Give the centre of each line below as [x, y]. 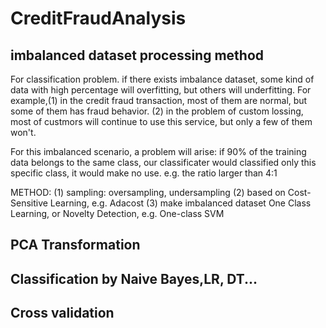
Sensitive [29, 203]
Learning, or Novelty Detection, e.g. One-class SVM [117, 213]
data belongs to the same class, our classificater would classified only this [163, 162]
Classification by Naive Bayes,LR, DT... [134, 278]
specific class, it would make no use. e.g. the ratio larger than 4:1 [144, 173]
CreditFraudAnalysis [98, 18]
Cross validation [62, 313]
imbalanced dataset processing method [137, 55]
